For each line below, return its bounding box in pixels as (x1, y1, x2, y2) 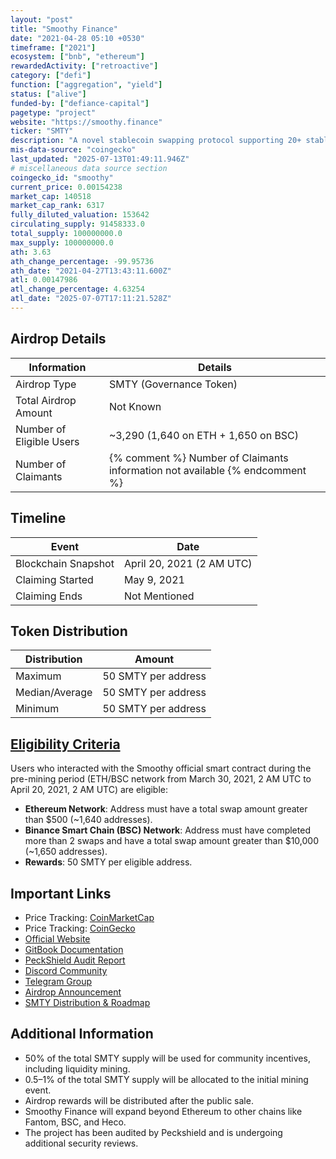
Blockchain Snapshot (15, 556, 115, 570)
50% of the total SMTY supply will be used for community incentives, (24, 1052, 311, 1064)
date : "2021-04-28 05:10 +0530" (10, 33, 145, 43)
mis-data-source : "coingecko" (10, 145, 137, 155)
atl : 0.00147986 (10, 275, 78, 285)
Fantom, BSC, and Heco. (24, 1116, 127, 1128)
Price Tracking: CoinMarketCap (24, 911, 155, 923)
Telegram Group (24, 975, 93, 987)
